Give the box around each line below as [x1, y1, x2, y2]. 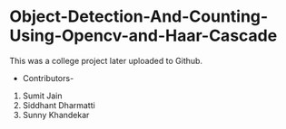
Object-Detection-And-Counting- [9, 6, 269, 27]
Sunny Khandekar [22, 109, 90, 120]
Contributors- [22, 72, 74, 83]
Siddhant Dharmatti [22, 99, 95, 110]
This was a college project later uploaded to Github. [9, 55, 202, 66]
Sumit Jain [22, 90, 63, 101]
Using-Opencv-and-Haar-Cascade [9, 25, 278, 46]
